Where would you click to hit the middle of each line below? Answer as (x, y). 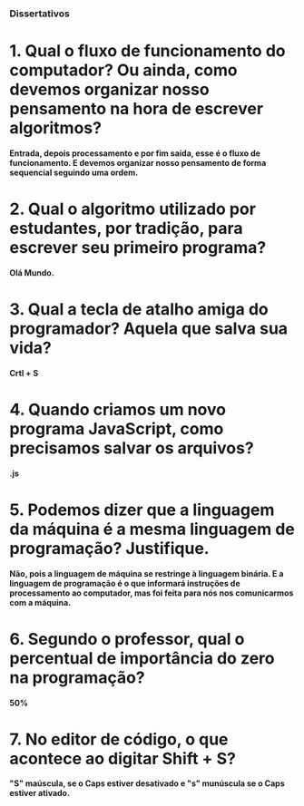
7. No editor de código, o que (119, 739)
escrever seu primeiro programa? (138, 248)
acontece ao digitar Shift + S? (123, 758)
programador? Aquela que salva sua (149, 328)
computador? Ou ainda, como (123, 70)
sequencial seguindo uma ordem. (74, 172)
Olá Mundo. (32, 272)
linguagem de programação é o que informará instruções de (125, 583)
